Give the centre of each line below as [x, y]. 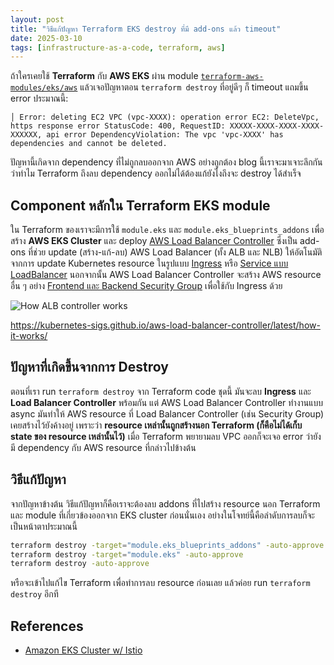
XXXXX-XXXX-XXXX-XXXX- [277, 126]
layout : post [37, 19]
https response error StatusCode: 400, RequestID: [118, 126]
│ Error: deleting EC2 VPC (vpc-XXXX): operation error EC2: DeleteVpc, [165, 117]
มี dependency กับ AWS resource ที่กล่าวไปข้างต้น [103, 447]
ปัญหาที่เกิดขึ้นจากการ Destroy [89, 367]
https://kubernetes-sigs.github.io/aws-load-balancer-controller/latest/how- [165, 325]
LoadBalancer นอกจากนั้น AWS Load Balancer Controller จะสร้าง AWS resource [166, 275]
